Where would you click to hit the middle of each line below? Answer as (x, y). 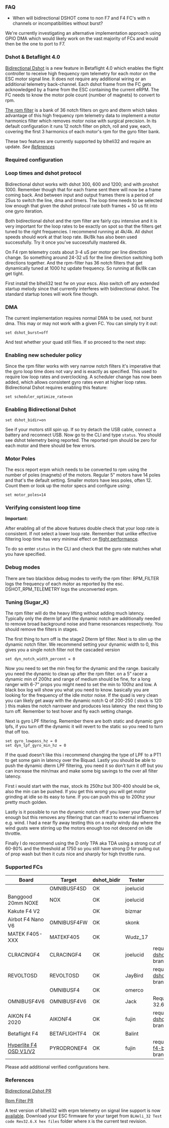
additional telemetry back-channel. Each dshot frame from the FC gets (78, 84)
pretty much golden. (26, 802)
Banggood (20, 897)
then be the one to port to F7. (35, 44)
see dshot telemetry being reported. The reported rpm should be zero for (81, 440)
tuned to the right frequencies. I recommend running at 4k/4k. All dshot (79, 231)
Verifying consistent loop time (43, 507)
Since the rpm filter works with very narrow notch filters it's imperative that (83, 366)
